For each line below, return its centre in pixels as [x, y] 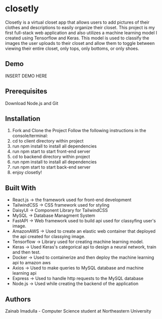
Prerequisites [26, 91]
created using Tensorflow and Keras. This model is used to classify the [77, 38]
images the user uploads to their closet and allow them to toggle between [80, 43]
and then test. [26, 252]
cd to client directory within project [48, 141]
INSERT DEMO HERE [26, 76]
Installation [23, 119]
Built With [20, 188]
